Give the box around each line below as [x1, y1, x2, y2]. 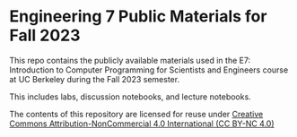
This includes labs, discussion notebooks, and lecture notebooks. [9, 91, 251, 102]
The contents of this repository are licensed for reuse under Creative [9, 108, 264, 119]
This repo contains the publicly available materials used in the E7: [9, 55, 251, 65]
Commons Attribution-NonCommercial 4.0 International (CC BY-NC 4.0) [9, 118, 275, 129]
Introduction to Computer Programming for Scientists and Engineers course [9, 64, 289, 75]
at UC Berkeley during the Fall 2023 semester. [9, 73, 180, 84]
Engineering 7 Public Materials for [9, 6, 267, 27]
